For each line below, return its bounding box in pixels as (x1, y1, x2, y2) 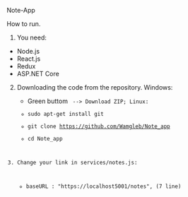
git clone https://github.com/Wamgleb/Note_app (27, 123, 170, 130)
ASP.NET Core (16, 70, 59, 78)
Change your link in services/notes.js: (16, 159, 138, 166)
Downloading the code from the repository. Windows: (16, 83, 173, 91)
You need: (16, 33, 47, 42)
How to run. (6, 20, 41, 28)
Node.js (16, 47, 40, 55)
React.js (16, 54, 41, 63)
